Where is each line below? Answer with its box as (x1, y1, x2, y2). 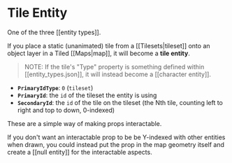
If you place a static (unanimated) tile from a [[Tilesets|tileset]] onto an (7, 41, 211, 50)
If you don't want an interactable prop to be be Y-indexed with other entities (7, 133, 226, 141)
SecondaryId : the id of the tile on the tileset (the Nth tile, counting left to (17, 98, 224, 106)
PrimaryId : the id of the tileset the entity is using (17, 91, 157, 99)
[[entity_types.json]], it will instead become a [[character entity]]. (24, 70, 212, 78)
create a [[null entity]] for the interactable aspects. (7, 148, 152, 156)
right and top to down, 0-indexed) (17, 106, 115, 114)
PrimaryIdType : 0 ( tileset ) (17, 83, 94, 92)
